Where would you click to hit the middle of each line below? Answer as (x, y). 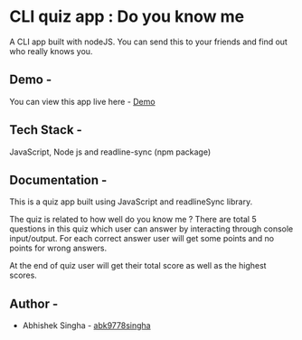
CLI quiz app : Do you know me (127, 17)
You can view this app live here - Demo (82, 101)
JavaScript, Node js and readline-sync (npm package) (110, 152)
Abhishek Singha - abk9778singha (86, 326)
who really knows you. (51, 51)
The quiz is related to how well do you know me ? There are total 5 (133, 220)
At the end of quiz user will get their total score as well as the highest (138, 266)
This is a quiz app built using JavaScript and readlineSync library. (131, 202)
